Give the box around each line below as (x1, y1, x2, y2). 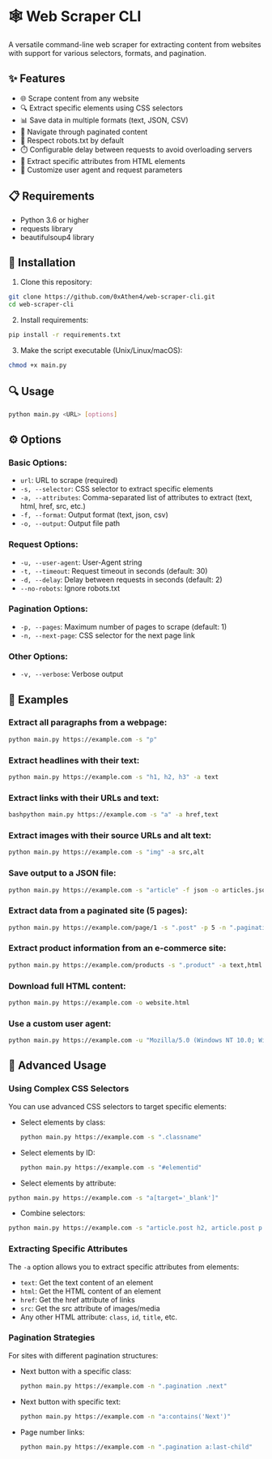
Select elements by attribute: (19, 1178, 117, 1188)
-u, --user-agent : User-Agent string (19, 557, 142, 567)
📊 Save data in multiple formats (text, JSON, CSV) (19, 115, 189, 125)
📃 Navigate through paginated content (19, 127, 148, 136)
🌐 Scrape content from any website (19, 93, 139, 103)
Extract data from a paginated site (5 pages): (8, 905, 188, 916)
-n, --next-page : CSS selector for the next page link (19, 631, 196, 640)
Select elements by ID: (19, 1147, 96, 1157)
